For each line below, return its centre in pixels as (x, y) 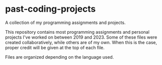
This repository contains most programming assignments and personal (77, 32)
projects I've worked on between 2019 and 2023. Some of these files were (81, 37)
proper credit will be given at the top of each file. (55, 47)
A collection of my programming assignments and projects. (65, 22)
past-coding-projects (50, 9)
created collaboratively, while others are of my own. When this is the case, (81, 42)
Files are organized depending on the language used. (59, 57)
